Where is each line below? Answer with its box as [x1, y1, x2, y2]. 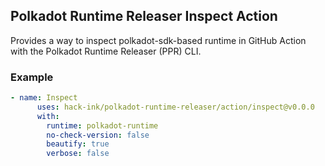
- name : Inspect [10, 93, 78, 103]
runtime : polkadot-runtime [46, 120, 159, 131]
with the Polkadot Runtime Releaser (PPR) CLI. [10, 45, 202, 57]
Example [10, 70, 54, 84]
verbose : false [46, 149, 110, 159]
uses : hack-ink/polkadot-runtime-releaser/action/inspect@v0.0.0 [36, 102, 315, 112]
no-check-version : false [46, 130, 150, 140]
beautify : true [46, 139, 110, 149]
